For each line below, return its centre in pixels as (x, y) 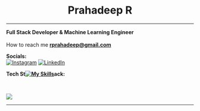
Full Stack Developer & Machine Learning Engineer (70, 32)
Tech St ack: (36, 74)
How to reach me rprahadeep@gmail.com (59, 44)
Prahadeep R (100, 10)
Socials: (16, 56)
